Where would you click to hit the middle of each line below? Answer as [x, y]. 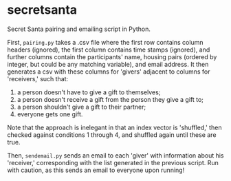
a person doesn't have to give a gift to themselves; [89, 92]
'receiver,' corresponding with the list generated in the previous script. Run [113, 162]
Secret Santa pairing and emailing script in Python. [79, 29]
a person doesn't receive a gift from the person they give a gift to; [110, 99]
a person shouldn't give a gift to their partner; [81, 107]
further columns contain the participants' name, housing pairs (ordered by [112, 56]
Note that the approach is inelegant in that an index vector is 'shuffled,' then [114, 127]
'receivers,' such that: [38, 78]
